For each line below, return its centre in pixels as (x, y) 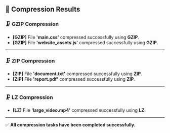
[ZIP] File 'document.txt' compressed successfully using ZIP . (77, 74)
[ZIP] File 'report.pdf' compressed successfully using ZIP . (74, 79)
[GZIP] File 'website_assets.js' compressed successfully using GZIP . (85, 42)
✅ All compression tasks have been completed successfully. (70, 125)
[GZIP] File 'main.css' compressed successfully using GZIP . (76, 37)
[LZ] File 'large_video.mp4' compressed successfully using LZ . (79, 110)
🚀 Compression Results (43, 9)
